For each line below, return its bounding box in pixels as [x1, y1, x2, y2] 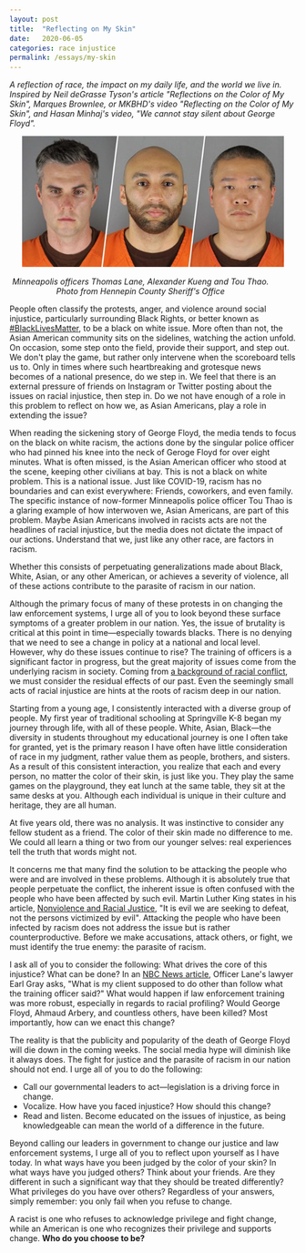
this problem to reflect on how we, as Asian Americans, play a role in [9, 401, 267, 412]
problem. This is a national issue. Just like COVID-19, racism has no [9, 476, 262, 487]
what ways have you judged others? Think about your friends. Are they [9, 1166, 276, 1178]
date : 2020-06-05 [9, 34, 84, 43]
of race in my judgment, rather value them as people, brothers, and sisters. [9, 751, 291, 762]
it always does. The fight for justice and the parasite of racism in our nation [9, 1054, 291, 1065]
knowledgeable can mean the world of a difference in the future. [22, 1120, 265, 1131]
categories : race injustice [9, 44, 117, 53]
